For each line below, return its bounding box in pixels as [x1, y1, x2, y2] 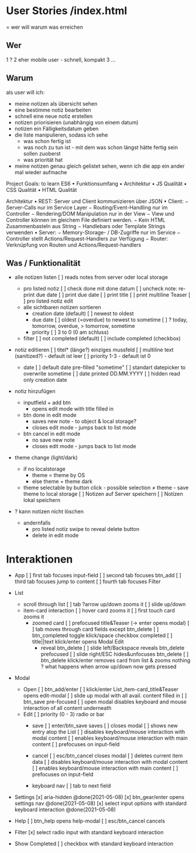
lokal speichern [23, 497, 60, 504]
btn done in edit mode [23, 412, 77, 419]
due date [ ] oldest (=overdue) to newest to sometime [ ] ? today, [32, 316, 188, 323]
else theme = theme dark [32, 478, 93, 485]
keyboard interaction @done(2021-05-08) [14, 806, 116, 813]
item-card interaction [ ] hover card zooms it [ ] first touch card [23, 607, 176, 614]
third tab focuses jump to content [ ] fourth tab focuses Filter [14, 578, 161, 585]
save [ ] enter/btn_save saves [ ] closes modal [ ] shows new [32, 722, 178, 729]
